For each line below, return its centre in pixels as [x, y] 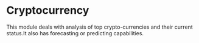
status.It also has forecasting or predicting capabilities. [75, 33]
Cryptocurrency [48, 10]
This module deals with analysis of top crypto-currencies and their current [100, 27]
